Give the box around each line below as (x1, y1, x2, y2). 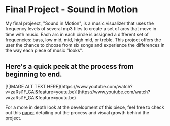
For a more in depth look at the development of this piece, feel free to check (5, 104, 164, 110)
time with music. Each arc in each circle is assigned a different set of (5, 31, 149, 37)
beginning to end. (5, 70, 62, 79)
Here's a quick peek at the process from (5, 62, 134, 71)
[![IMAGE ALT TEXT (5, 83, 46, 89)
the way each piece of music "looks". (5, 47, 83, 53)
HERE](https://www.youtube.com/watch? (47, 83, 133, 89)
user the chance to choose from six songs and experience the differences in (5, 42, 165, 48)
